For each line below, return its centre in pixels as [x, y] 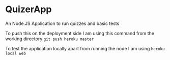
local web [16, 53]
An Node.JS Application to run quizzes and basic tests [62, 23]
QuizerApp [29, 9]
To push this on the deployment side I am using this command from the [80, 33]
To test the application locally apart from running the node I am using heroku [85, 48]
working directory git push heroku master [50, 39]
